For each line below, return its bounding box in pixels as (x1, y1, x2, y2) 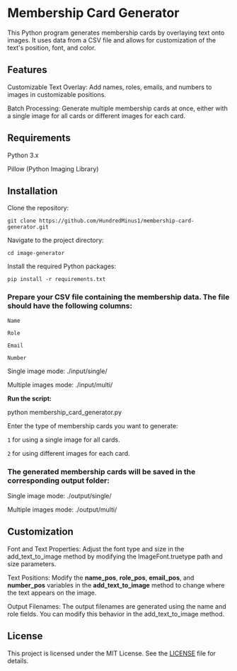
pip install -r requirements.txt (7, 276, 106, 283)
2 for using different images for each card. (7, 449, 130, 457)
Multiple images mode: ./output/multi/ (7, 505, 117, 514)
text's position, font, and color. (7, 43, 96, 52)
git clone (7, 217, 37, 224)
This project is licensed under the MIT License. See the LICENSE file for (7, 649, 216, 658)
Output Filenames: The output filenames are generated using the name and (7, 602, 226, 610)
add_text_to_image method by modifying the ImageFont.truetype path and (7, 552, 223, 561)
